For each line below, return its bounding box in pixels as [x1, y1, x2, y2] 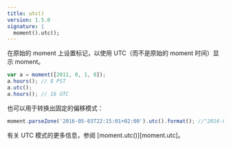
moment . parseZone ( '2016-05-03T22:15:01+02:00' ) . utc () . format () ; [7, 118, 195, 125]
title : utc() [7, 10, 45, 17]
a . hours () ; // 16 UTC [7, 90, 69, 97]
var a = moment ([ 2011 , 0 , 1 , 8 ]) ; [7, 72, 107, 79]
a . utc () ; [7, 84, 32, 91]
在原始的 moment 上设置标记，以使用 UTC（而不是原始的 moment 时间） [7, 49, 213, 57]
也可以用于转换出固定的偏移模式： [7, 104, 104, 112]
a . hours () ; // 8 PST [7, 78, 67, 85]
